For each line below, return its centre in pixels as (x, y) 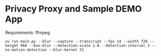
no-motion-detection (26, 50)
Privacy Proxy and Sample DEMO (73, 9)
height (12, 45)
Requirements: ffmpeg (28, 32)
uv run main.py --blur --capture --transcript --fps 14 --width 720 (76, 41)
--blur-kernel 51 (66, 50)
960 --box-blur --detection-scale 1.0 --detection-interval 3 (85, 45)
